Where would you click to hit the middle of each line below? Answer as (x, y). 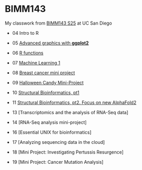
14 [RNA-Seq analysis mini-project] (49, 122)
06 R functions (28, 53)
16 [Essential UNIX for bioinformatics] (52, 132)
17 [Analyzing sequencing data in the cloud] (58, 142)
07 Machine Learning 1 (36, 62)
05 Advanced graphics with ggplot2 (50, 43)
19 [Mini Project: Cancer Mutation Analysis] (58, 162)
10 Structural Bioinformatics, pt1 (46, 92)
